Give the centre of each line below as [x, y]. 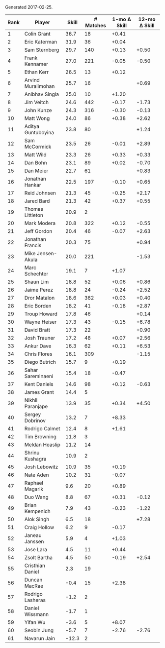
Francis [33, 245]
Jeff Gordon [38, 231]
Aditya [32, 126]
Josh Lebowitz [41, 467]
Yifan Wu [35, 622]
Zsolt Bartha [39, 557]
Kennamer [36, 64]
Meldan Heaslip [42, 445]
